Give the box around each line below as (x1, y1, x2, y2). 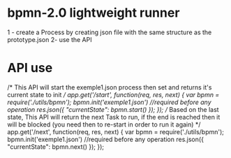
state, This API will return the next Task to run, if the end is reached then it (7, 113, 221, 121)
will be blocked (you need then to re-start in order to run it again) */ (7, 120, 201, 129)
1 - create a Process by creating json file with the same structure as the (7, 28, 212, 36)
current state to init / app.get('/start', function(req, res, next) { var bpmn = (7, 90, 220, 99)
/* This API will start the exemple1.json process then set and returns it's (7, 82, 212, 92)
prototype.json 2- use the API (7, 35, 92, 43)
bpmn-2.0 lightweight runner (7, 5, 180, 21)
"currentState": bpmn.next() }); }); (7, 142, 105, 151)
